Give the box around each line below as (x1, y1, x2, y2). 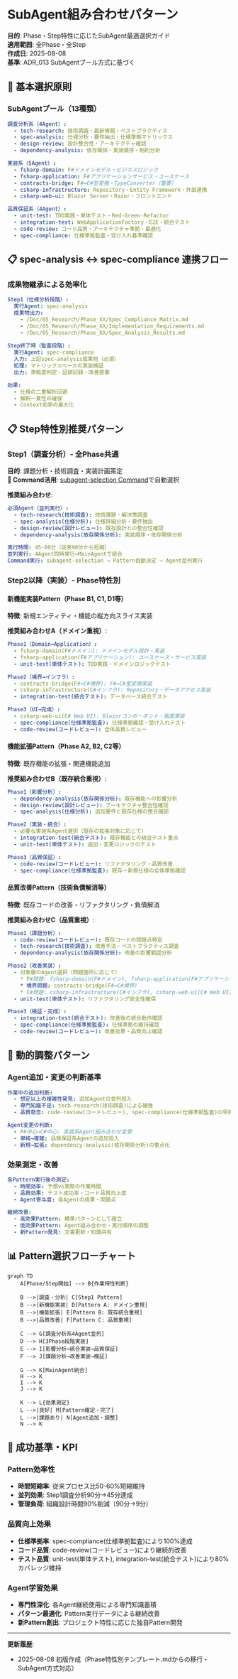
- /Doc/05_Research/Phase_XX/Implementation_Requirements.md (20, 323, 204, 330)
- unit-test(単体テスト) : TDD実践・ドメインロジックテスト (13, 660, 171, 668)
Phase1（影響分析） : (7, 788, 62, 796)
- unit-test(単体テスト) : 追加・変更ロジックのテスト (13, 841, 157, 848)
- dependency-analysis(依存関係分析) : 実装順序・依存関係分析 (13, 531, 183, 539)
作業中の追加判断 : (7, 1089, 53, 1096)
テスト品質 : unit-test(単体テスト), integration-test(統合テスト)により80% (17, 1554, 229, 1563)
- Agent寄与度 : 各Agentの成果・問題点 (13, 1196, 117, 1203)
